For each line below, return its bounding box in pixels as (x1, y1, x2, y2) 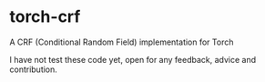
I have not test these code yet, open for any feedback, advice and (9, 54, 257, 65)
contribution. (9, 64, 57, 75)
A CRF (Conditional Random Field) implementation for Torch (9, 36, 234, 47)
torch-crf (9, 6, 81, 27)
